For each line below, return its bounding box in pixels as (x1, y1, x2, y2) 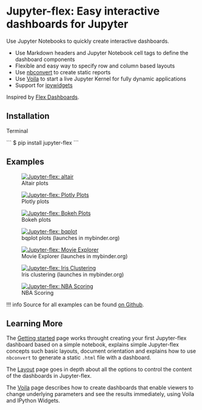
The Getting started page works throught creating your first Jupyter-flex (6, 334, 187, 342)
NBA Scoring (21, 289, 54, 296)
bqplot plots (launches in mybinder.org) (21, 234, 120, 241)
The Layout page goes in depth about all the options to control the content (6, 366, 192, 373)
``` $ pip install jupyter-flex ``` (6, 139, 79, 146)
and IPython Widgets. (6, 397, 61, 405)
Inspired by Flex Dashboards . (6, 93, 79, 101)
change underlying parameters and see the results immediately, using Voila (6, 391, 195, 398)
